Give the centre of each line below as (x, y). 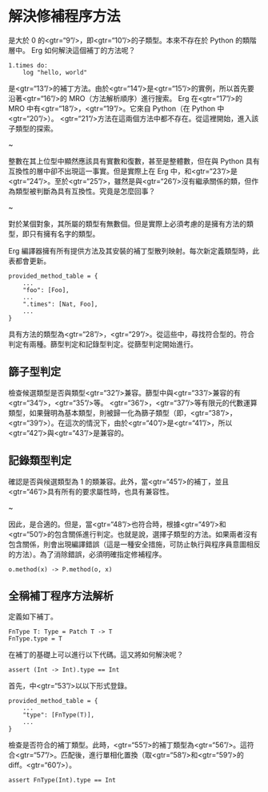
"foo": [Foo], (46, 290)
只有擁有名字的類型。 (64, 234)
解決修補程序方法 (65, 16)
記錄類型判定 (40, 461)
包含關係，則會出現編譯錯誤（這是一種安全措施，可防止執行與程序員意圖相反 (134, 544)
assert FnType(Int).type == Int (62, 780)
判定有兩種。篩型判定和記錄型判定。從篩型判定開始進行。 (103, 344)
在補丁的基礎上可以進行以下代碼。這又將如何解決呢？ (96, 655)
